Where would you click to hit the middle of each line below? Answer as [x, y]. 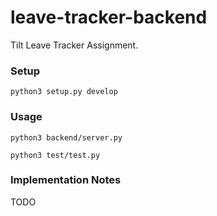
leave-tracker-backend [109, 17]
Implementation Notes [66, 180]
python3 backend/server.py [66, 137]
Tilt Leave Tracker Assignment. [74, 45]
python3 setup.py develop [64, 92]
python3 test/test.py [55, 155]
